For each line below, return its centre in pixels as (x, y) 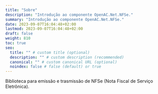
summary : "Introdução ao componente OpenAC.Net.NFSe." (65, 19)
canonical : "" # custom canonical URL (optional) (63, 62)
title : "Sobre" (21, 10)
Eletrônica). (17, 86)
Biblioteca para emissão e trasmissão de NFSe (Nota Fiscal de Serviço (79, 81)
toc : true (16, 43)
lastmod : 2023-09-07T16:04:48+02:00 (44, 29)
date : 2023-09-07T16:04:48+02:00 (41, 24)
